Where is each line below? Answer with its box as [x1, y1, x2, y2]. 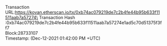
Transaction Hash [39, 15, 76, 20]
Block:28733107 [5, 30, 38, 36]
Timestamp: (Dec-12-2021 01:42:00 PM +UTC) [5, 35, 101, 41]
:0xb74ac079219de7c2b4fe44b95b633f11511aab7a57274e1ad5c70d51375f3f [5, 20, 162, 25]
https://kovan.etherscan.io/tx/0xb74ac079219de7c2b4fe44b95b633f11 [14, 9, 160, 15]
